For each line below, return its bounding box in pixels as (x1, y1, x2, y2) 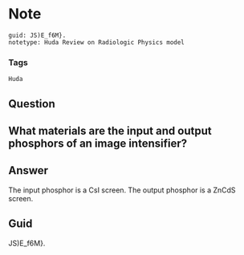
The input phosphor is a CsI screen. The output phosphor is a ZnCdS (8, 185, 236, 195)
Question (8, 97, 55, 111)
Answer (8, 164, 49, 177)
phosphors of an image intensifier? (8, 137, 187, 151)
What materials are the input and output (8, 124, 212, 138)
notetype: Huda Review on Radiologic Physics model (8, 38, 185, 47)
